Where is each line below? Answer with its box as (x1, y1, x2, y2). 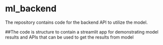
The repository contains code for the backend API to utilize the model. (5, 19, 148, 25)
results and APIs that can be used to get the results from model (5, 34, 134, 40)
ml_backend (5, 3, 57, 14)
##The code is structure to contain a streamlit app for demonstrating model (5, 29, 159, 35)
